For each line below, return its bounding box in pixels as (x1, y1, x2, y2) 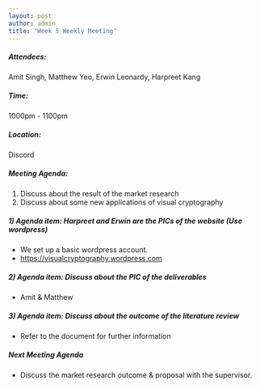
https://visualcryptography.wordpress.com (19, 254, 163, 264)
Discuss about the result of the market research (19, 189, 179, 199)
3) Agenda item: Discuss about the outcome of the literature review (8, 310, 240, 320)
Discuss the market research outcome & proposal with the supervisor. (19, 370, 253, 380)
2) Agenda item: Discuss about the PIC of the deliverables (8, 272, 208, 281)
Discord (8, 150, 35, 160)
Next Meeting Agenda (8, 349, 84, 360)
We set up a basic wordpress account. (19, 245, 149, 255)
